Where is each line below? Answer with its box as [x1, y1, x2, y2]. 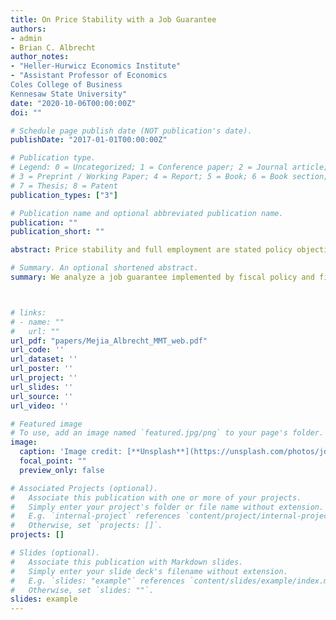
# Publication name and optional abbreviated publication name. [10, 208, 284, 218]
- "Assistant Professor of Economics [10, 71, 168, 81]
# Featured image [10, 419, 83, 429]
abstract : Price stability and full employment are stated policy [10, 245, 293, 255]
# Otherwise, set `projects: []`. [10, 521, 163, 531]
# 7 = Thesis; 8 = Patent [10, 181, 118, 191]
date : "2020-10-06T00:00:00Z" [10, 98, 137, 108]
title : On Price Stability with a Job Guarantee [10, 14, 217, 25]
